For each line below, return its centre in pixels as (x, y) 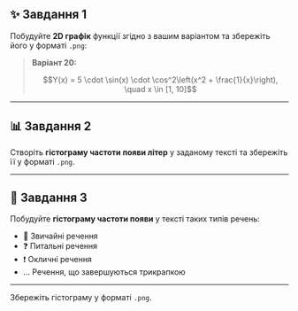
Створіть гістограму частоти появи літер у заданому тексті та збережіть (149, 152)
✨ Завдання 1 (49, 15)
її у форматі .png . (42, 161)
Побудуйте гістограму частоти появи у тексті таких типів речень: (135, 219)
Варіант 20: (54, 62)
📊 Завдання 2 (51, 126)
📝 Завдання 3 (49, 198)
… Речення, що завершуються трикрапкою (104, 272)
